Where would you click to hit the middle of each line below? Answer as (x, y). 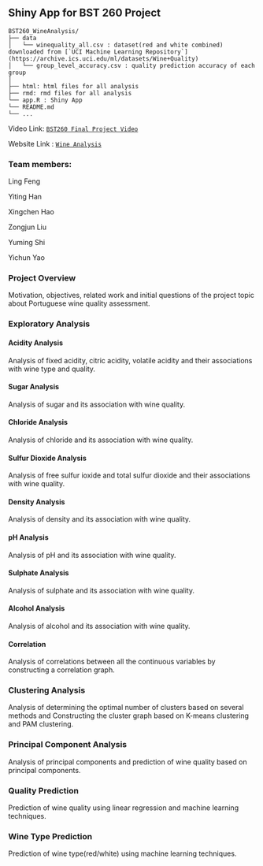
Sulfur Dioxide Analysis (47, 458)
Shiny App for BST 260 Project (85, 13)
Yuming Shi (27, 243)
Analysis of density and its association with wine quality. (100, 519)
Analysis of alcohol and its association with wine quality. (99, 626)
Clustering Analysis (47, 690)
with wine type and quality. (52, 369)
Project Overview (42, 278)
